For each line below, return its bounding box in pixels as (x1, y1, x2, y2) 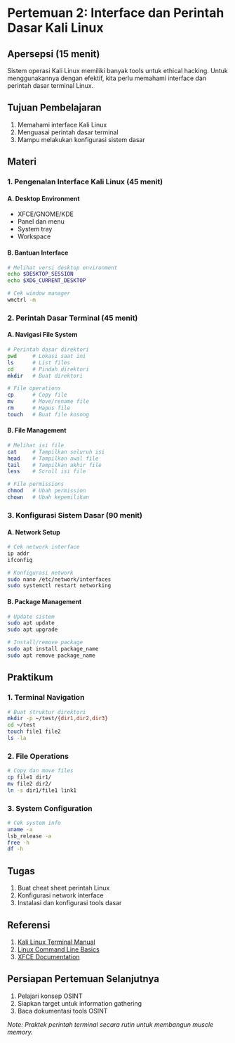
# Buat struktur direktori (7, 708, 86, 715)
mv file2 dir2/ (7, 780, 52, 787)
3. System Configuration (7, 803, 93, 813)
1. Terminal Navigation (7, 693, 85, 703)
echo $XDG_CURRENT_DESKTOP (7, 277, 86, 284)
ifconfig (7, 556, 33, 563)
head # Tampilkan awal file (7, 455, 99, 462)
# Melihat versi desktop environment (7, 264, 118, 271)
